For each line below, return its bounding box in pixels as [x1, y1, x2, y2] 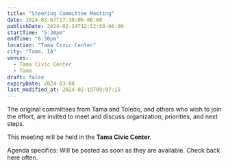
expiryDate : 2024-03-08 [7, 80, 75, 87]
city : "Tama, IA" [7, 49, 57, 55]
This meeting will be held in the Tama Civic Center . [7, 133, 152, 141]
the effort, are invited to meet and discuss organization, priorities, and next [7, 112, 218, 120]
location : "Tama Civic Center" [7, 42, 97, 49]
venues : [7, 55, 29, 62]
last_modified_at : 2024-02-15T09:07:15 [7, 86, 121, 93]
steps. [7, 120, 25, 128]
